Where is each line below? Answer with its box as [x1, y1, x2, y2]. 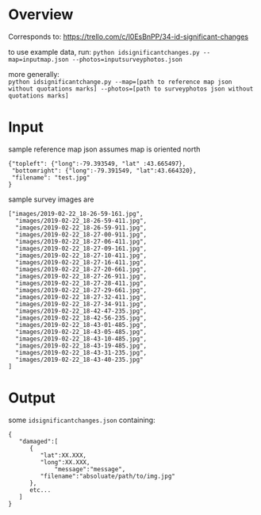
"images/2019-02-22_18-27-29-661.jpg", [15, 286, 148, 294]
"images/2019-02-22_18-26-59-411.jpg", [15, 217, 148, 225]
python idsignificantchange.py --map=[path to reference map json [8, 78, 232, 86]
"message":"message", [54, 465, 126, 473]
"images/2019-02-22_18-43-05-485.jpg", [15, 328, 148, 336]
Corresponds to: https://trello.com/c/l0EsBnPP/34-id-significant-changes [8, 32, 248, 41]
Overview [8, 6, 74, 24]
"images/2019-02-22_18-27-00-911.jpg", [15, 230, 148, 239]
